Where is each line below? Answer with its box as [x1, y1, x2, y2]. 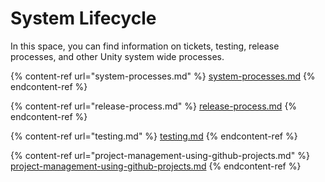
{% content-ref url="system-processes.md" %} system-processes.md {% [10, 70, 316, 82]
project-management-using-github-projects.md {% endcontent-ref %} [10, 160, 302, 172]
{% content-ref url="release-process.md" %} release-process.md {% [10, 100, 298, 112]
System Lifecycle [10, 7, 157, 30]
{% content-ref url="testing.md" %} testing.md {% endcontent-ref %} [10, 130, 298, 142]
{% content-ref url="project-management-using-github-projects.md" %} [10, 149, 310, 161]
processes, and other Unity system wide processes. [10, 50, 225, 62]
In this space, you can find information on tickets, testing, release [10, 40, 280, 52]
